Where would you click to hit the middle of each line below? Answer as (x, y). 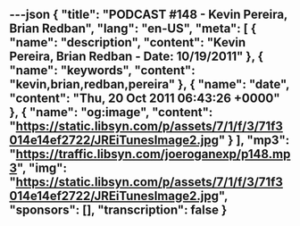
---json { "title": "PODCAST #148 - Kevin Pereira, (149, 15)
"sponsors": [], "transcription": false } (118, 210)
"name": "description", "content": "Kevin (128, 42)
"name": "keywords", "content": (102, 71)
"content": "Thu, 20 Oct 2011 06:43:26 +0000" (145, 99)
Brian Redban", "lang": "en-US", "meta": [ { (133, 29)
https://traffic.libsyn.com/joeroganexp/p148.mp (153, 154)
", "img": (42, 168)
